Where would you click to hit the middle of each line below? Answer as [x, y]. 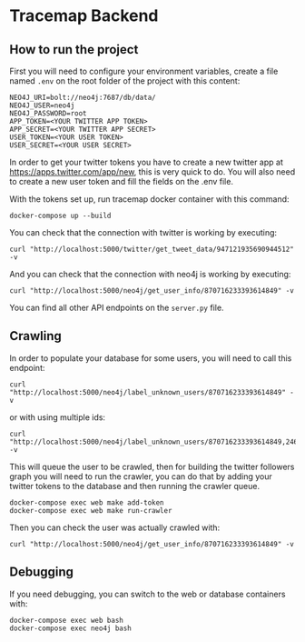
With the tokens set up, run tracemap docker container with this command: [149, 199]
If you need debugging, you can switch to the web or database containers [148, 594]
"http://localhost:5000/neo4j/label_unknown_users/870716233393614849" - [152, 392]
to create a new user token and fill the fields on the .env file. [122, 181]
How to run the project [74, 50]
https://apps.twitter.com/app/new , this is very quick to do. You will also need [152, 172]
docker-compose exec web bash [67, 620]
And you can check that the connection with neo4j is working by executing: [150, 274]
